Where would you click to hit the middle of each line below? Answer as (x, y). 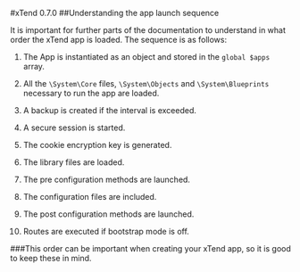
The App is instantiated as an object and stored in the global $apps (146, 57)
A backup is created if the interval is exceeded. (110, 110)
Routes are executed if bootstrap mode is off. (106, 231)
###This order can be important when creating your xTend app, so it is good (150, 248)
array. (34, 66)
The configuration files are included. (90, 197)
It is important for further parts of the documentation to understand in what (148, 30)
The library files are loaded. (74, 162)
